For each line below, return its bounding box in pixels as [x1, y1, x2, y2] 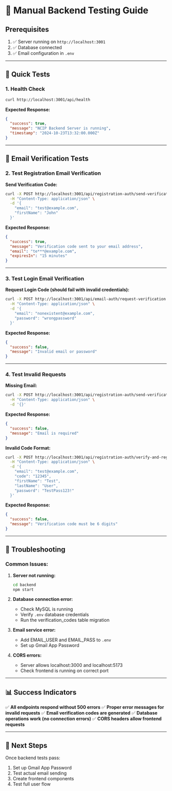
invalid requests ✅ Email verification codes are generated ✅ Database [5, 710, 158, 716]
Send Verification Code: [5, 181, 58, 188]
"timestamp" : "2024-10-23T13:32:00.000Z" [10, 131, 100, 136]
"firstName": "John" [14, 210, 58, 216]
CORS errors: [12, 652, 42, 658]
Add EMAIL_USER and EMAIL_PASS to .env [20, 637, 112, 643]
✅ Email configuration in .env [12, 50, 74, 56]
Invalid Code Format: [5, 444, 51, 451]
